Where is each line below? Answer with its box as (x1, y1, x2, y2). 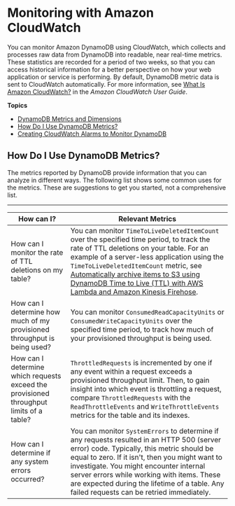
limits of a (10, 406, 43, 416)
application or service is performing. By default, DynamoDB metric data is (7, 72, 220, 81)
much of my (10, 316, 50, 325)
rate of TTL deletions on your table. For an (70, 243, 208, 253)
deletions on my (10, 265, 64, 274)
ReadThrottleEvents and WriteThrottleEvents (70, 401, 220, 411)
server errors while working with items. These (70, 470, 221, 479)
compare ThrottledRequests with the (70, 393, 191, 402)
